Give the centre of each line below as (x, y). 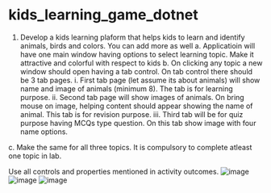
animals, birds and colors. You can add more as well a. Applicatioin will (138, 45)
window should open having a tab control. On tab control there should (136, 71)
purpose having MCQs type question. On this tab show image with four (138, 123)
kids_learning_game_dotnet (104, 15)
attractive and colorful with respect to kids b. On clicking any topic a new (141, 63)
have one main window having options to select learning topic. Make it (137, 54)
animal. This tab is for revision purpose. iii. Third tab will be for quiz (131, 114)
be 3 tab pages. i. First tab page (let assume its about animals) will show (140, 80)
